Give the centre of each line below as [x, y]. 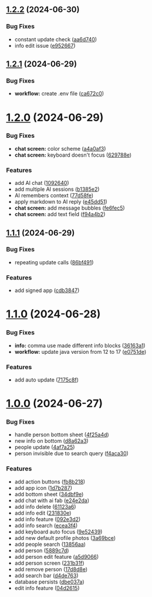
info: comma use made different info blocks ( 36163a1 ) [80, 345]
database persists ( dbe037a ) [49, 582]
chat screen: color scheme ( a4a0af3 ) [60, 148]
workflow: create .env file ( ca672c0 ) [59, 94]
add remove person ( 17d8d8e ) [51, 569]
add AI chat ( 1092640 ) [42, 183]
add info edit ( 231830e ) [43, 513]
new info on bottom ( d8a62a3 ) [52, 441]
